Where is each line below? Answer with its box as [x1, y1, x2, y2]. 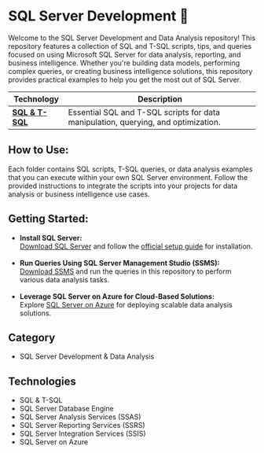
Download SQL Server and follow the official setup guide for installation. [19, 241, 253, 251]
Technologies [8, 374, 77, 388]
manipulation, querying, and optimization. [68, 116, 221, 127]
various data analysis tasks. [19, 274, 110, 284]
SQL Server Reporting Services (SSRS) [19, 421, 145, 430]
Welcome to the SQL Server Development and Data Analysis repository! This [8, 33, 256, 42]
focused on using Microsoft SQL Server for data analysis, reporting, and [8, 50, 241, 59]
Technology [13, 94, 59, 105]
